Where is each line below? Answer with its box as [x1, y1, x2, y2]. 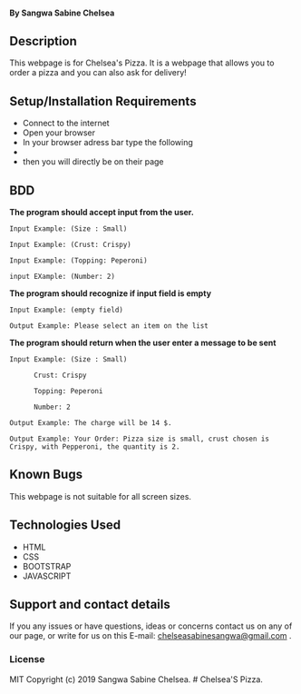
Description [9, 33, 77, 49]
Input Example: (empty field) [9, 305, 124, 315]
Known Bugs [9, 467, 83, 482]
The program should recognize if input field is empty [9, 288, 211, 299]
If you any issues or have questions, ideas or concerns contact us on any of [9, 620, 293, 631]
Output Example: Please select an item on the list [9, 322, 209, 331]
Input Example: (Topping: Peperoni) [9, 256, 148, 265]
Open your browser [22, 127, 95, 138]
